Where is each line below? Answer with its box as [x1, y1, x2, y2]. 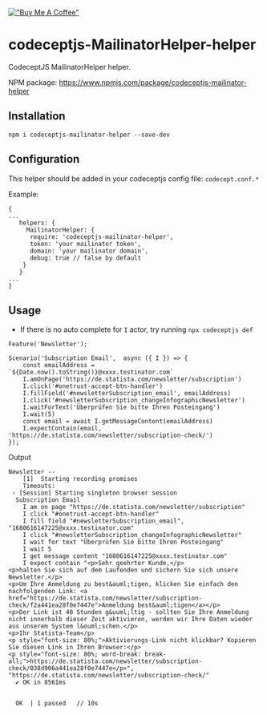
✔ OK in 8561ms [15, 678, 67, 687]
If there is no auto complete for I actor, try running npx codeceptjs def [19, 325, 253, 334]
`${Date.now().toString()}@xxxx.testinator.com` [8, 369, 174, 377]
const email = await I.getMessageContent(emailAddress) [22, 418, 214, 426]
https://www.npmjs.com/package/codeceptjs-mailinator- [59, 77, 247, 87]
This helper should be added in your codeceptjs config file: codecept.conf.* [8, 173, 260, 184]
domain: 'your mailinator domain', [29, 247, 149, 255]
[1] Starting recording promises [22, 475, 138, 483]
